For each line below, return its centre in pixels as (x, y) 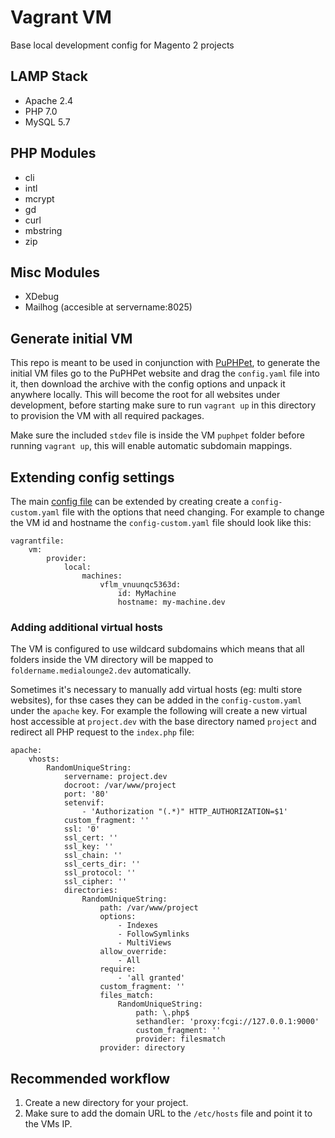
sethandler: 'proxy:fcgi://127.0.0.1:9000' (227, 1022)
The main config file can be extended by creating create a (130, 501)
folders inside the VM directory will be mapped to (112, 660)
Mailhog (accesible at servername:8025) (108, 307)
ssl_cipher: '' (95, 882)
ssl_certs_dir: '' (102, 864)
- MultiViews (144, 943)
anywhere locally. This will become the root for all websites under (145, 395)
